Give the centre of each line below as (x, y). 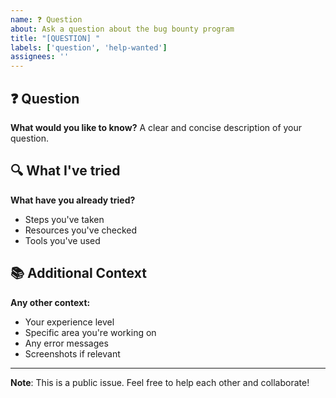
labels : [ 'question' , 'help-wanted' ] (89, 47)
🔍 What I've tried (65, 171)
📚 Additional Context (78, 273)
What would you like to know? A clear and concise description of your (156, 127)
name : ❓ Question (46, 19)
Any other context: (50, 302)
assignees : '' (40, 57)
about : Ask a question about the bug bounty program (122, 29)
